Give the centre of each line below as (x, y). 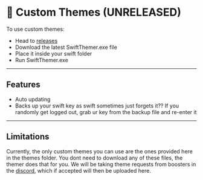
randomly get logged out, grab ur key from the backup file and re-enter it (106, 112)
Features (23, 85)
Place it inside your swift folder (53, 53)
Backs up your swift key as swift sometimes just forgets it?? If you (97, 106)
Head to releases (36, 40)
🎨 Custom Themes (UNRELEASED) (94, 12)
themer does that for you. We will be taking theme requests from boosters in (101, 164)
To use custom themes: (35, 29)
